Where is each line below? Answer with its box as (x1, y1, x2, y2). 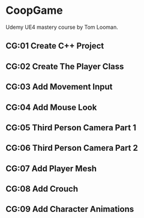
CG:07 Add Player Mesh (5, 163, 97, 174)
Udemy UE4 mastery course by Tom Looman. (5, 23, 118, 31)
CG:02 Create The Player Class (5, 61, 124, 71)
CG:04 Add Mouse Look (5, 102, 97, 112)
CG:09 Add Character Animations (5, 204, 134, 214)
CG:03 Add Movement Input (5, 82, 113, 92)
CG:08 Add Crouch (5, 184, 79, 194)
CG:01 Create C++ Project (5, 41, 104, 51)
